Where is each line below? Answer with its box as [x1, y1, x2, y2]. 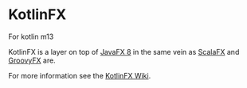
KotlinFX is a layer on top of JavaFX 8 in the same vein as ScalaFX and [8, 47, 240, 56]
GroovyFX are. [8, 55, 56, 65]
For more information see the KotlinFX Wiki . [8, 71, 151, 80]
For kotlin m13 [8, 32, 54, 41]
